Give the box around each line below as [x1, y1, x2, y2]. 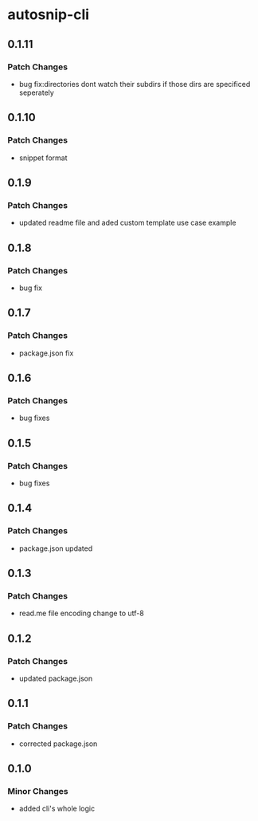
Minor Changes [7, 786, 68, 797]
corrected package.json [18, 739, 98, 748]
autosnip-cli [7, 6, 89, 24]
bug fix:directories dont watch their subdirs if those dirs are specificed [18, 79, 251, 88]
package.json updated [18, 544, 93, 553]
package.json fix [18, 348, 74, 358]
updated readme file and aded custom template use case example [18, 218, 236, 228]
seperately [18, 88, 55, 97]
